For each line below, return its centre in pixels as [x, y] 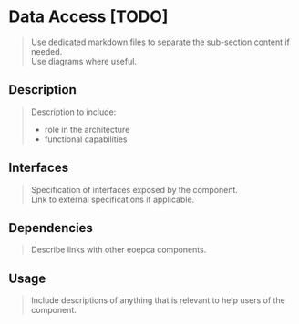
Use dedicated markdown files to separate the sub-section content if [160, 42]
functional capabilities [86, 139]
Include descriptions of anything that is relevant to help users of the [158, 300]
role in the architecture [87, 129]
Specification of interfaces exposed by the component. [134, 189]
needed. [46, 51]
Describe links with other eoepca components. [119, 250]
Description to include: [73, 112]
